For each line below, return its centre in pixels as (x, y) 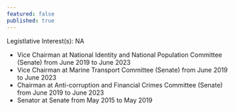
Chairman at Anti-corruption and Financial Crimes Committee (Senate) (120, 85)
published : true (31, 21)
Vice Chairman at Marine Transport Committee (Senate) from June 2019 (122, 70)
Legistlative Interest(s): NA (45, 41)
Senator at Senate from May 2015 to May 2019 (85, 100)
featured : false (31, 14)
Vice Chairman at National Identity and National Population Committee (120, 55)
